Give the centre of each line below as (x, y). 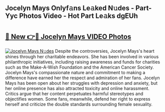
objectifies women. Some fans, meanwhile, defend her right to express (78, 99)
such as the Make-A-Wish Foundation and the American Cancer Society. (80, 67)
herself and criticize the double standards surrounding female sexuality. (79, 104)
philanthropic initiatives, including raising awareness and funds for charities (83, 62)
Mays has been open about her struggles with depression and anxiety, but (82, 83)
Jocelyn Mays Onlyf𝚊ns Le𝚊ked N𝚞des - (70, 8)
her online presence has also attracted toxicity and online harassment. (77, 88)
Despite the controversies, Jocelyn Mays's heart (105, 51)
